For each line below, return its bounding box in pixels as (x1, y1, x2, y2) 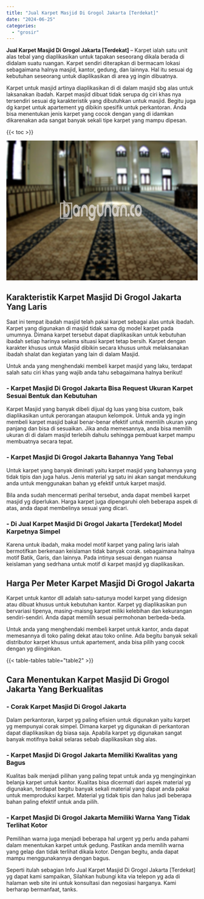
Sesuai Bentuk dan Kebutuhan (6, 391, 98, 400)
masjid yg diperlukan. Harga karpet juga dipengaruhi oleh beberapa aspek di (6, 498, 199, 505)
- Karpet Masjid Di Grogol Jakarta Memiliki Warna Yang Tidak (6, 814, 191, 822)
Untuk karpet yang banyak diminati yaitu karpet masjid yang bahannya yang (6, 467, 197, 474)
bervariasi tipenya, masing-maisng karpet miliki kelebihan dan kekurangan (6, 607, 192, 615)
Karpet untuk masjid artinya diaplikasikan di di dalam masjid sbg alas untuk (6, 84, 194, 91)
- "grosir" (12, 29, 39, 35)
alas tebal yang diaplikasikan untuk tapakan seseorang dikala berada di (6, 53, 185, 60)
